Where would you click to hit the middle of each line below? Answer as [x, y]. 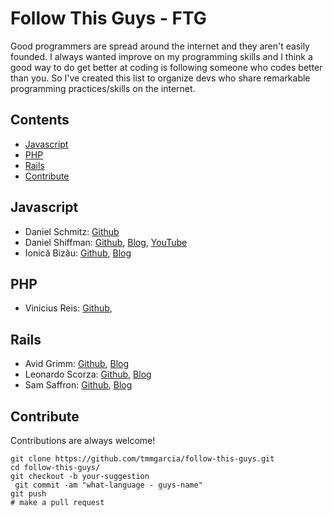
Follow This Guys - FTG [108, 18]
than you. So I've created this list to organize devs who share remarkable [160, 78]
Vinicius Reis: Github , [68, 308]
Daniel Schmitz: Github [72, 231]
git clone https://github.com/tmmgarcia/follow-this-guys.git [142, 459]
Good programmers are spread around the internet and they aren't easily [160, 46]
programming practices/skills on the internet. [103, 88]
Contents [40, 120]
